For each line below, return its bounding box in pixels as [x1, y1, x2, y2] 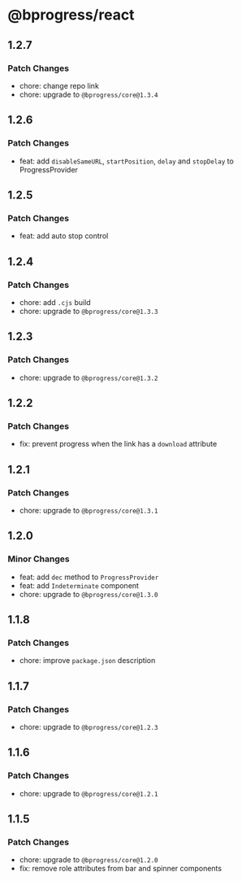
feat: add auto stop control [19, 231, 109, 241]
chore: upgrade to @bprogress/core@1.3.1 [19, 506, 158, 515]
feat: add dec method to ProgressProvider [19, 572, 159, 582]
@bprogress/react [7, 6, 135, 24]
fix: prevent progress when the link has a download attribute [19, 439, 218, 449]
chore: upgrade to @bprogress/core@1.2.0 [19, 855, 158, 865]
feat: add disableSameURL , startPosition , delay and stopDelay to [19, 156, 235, 166]
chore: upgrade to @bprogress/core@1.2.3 [19, 722, 158, 732]
